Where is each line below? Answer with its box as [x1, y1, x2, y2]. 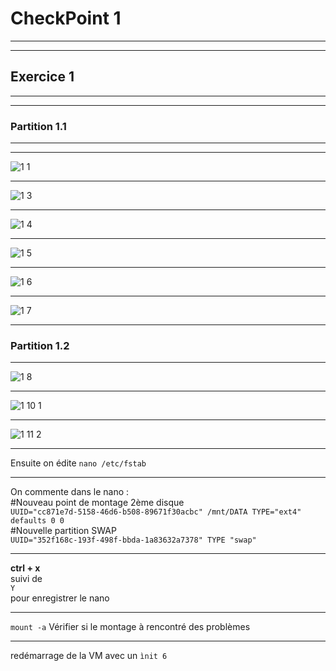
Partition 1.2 [10, 338, 70, 352]
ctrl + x [10, 562, 41, 574]
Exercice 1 [10, 68, 75, 86]
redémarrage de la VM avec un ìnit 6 [10, 650, 168, 662]
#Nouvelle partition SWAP [10, 525, 117, 537]
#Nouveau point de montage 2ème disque [10, 497, 185, 509]
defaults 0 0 [10, 516, 65, 526]
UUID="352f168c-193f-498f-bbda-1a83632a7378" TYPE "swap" [10, 535, 257, 546]
